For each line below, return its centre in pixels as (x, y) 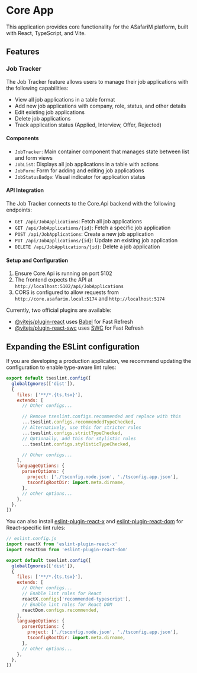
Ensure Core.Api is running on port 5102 (63, 273)
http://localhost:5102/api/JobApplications (69, 287)
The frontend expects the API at (54, 280)
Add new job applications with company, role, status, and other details (100, 106)
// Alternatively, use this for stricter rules (82, 428)
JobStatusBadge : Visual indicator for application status (80, 176)
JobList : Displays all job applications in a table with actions (86, 164)
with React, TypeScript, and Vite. (46, 33)
